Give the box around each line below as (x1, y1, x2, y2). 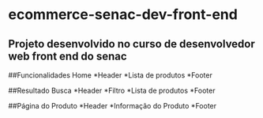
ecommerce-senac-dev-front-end (8, 6, 239, 24)
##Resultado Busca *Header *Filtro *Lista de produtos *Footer (8, 86, 216, 95)
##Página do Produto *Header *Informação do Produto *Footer (8, 101, 217, 110)
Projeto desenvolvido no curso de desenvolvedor (8, 37, 255, 51)
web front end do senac (8, 49, 128, 63)
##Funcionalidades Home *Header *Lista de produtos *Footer (8, 70, 213, 80)
